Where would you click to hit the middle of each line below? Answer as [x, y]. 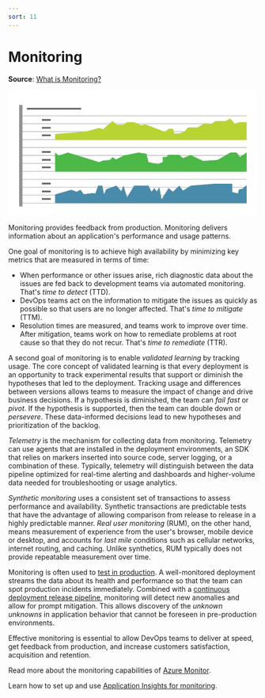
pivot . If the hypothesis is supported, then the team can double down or [125, 408]
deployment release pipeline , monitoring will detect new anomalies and [124, 597]
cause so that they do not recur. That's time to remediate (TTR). [123, 342]
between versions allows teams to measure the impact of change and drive [131, 391]
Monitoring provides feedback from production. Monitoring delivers [118, 227]
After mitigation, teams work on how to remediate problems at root [128, 334]
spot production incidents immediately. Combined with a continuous [119, 589]
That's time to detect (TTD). [65, 292]
